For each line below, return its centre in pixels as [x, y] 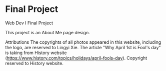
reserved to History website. [34, 63]
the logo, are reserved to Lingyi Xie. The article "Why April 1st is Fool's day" [83, 47]
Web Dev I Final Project [29, 23]
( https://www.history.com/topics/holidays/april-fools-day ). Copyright [76, 58]
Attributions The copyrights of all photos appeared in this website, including [83, 42]
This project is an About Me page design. [47, 32]
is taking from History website [36, 53]
